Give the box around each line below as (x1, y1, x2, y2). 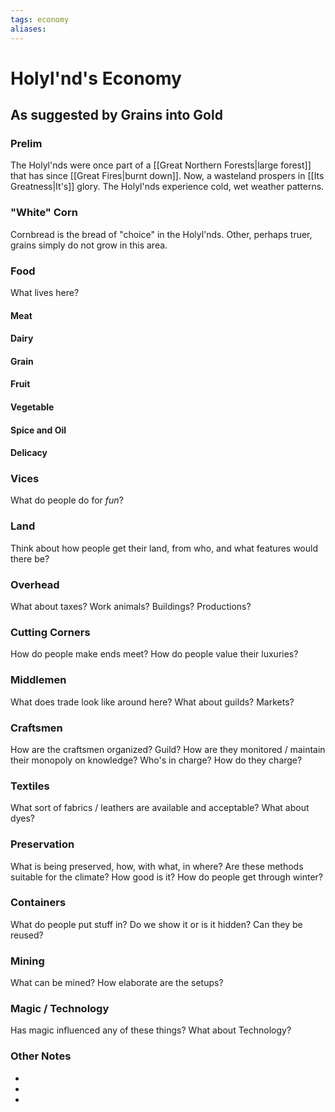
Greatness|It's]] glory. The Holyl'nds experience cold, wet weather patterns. (10, 181, 325, 193)
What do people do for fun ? (10, 494, 124, 506)
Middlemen (10, 673, 67, 687)
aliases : (10, 24, 47, 34)
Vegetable (10, 401, 55, 413)
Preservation (10, 837, 75, 851)
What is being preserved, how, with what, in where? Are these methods (10, 860, 304, 872)
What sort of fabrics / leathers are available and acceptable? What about (10, 802, 310, 814)
